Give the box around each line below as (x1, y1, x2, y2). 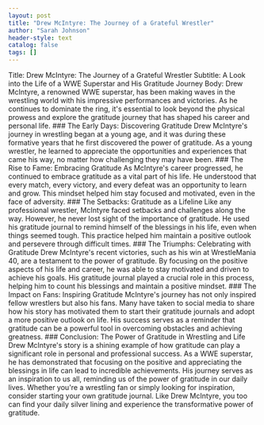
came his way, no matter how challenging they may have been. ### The (8, 155, 243, 164)
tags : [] (8, 48, 37, 56)
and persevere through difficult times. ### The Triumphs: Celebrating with (8, 239, 251, 249)
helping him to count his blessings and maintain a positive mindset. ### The (8, 281, 257, 291)
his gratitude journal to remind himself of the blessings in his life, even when (8, 222, 257, 231)
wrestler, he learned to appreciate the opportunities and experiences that (8, 146, 247, 156)
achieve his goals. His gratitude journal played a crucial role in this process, (8, 273, 255, 282)
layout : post (8, 11, 52, 20)
